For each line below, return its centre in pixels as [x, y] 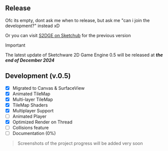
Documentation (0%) [34, 133]
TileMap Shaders [30, 105]
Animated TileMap [31, 94]
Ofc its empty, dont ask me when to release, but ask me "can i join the [77, 20]
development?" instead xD [33, 26]
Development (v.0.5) [38, 76]
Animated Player [29, 116]
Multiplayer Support [33, 110]
